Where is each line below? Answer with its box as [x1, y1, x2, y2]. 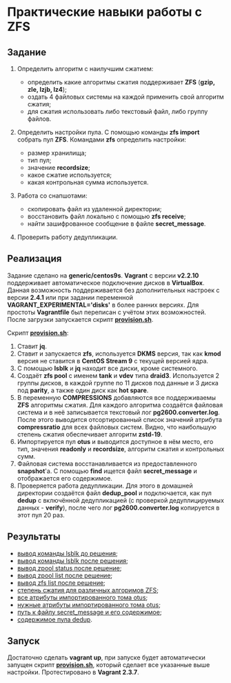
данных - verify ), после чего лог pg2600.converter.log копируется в [17, 503, 220, 512]
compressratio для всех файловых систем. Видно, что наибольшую [17, 423, 217, 431]
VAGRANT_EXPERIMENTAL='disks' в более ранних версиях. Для [7, 300, 199, 309]
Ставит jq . [17, 342, 47, 350]
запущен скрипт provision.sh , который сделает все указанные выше [7, 661, 210, 669]
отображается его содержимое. [17, 474, 112, 482]
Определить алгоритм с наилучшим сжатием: [17, 65, 154, 73]
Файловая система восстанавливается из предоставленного [17, 459, 198, 468]
